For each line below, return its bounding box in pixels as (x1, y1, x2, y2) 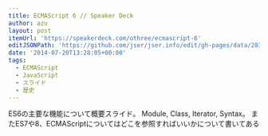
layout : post (8, 26, 52, 34)
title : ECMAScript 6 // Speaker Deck (8, 11, 134, 20)
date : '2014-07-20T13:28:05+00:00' (8, 49, 127, 57)
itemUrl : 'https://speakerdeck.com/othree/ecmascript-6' (8, 34, 202, 42)
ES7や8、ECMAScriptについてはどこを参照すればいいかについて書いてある (14, 119, 260, 129)
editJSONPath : (8, 42, 56, 50)
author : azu (8, 19, 48, 27)
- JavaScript (15, 71, 59, 79)
